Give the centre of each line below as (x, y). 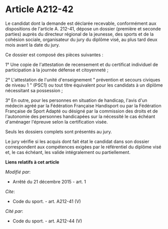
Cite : (10, 192)
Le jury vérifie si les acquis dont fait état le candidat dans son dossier (77, 141)
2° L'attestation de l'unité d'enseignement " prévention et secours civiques (83, 80)
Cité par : (14, 211)
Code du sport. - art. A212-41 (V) (47, 201)
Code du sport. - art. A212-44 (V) (47, 221)
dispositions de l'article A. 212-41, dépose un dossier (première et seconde (83, 28)
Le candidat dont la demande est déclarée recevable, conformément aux (81, 23)
